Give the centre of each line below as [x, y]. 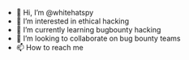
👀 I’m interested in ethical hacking [73, 21]
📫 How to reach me [49, 47]
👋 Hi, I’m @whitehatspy [55, 13]
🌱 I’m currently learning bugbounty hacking [88, 30]
